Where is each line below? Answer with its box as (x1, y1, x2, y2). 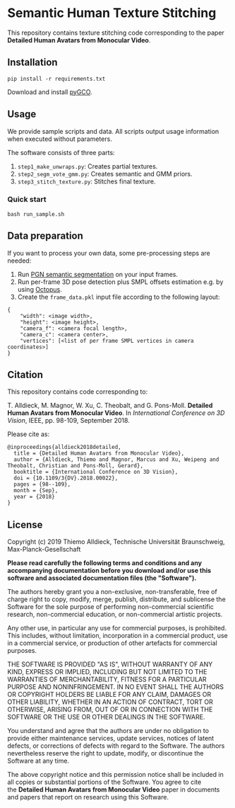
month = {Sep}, (13, 487, 59, 494)
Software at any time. (7, 756, 69, 766)
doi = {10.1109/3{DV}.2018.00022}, (13, 474, 119, 482)
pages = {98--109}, (13, 481, 71, 488)
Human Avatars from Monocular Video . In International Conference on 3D (7, 409, 225, 417)
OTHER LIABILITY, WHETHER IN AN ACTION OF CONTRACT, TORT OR (7, 698, 213, 706)
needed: (7, 256, 32, 265)
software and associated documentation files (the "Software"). (7, 574, 197, 582)
